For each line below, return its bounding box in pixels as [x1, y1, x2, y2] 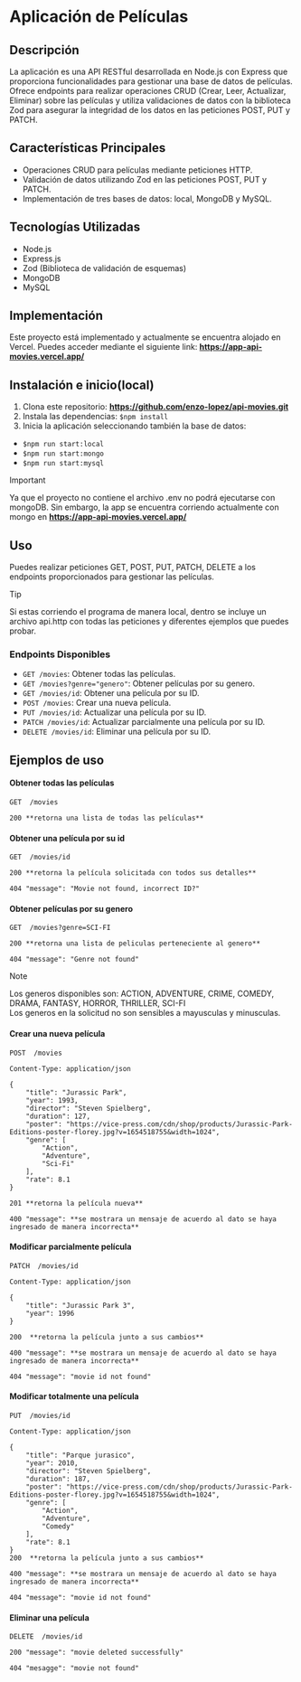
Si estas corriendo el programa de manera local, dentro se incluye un [9, 606, 267, 617]
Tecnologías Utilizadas [9, 220, 141, 235]
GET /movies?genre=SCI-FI [9, 924, 111, 933]
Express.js [22, 253, 61, 264]
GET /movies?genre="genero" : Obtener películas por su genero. [22, 678, 256, 689]
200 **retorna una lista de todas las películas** [9, 813, 204, 822]
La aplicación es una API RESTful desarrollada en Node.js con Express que [9, 66, 288, 77]
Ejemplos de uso [9, 752, 105, 767]
